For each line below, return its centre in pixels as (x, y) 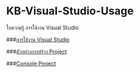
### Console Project (31, 63)
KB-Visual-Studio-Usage (70, 11)
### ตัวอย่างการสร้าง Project (37, 51)
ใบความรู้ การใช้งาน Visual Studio (43, 28)
